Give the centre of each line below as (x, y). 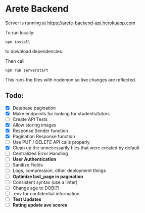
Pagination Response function (44, 137)
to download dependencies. (34, 51)
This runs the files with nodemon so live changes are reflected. (71, 79)
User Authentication (34, 159)
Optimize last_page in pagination (48, 176)
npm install (18, 42)
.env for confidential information (46, 193)
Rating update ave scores (40, 205)
